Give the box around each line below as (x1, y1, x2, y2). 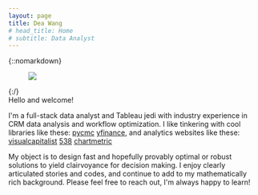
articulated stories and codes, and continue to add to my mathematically (8, 169, 247, 179)
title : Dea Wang (8, 19, 62, 27)
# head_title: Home (8, 26, 74, 35)
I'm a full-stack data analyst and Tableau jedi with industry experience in (8, 111, 248, 120)
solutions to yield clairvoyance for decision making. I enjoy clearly (8, 160, 226, 170)
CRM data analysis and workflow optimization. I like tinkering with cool (8, 120, 241, 129)
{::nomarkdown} (8, 56, 62, 66)
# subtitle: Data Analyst (8, 34, 95, 43)
